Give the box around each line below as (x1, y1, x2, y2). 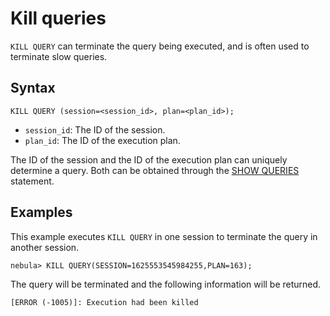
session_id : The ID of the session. (24, 123, 166, 136)
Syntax (10, 80, 56, 97)
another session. (10, 241, 80, 253)
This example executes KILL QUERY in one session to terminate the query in (10, 230, 318, 242)
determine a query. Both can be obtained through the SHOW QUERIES (10, 164, 300, 176)
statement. (10, 175, 55, 187)
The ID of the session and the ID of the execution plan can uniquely (10, 153, 288, 166)
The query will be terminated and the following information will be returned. (10, 278, 322, 290)
